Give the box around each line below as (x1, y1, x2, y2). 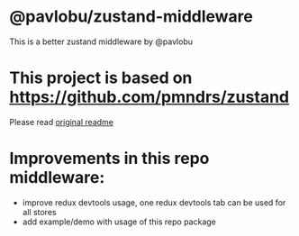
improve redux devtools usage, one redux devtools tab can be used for (22, 196, 286, 208)
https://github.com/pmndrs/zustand (9, 87, 290, 107)
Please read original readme (9, 116, 114, 127)
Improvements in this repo (9, 149, 210, 168)
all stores (22, 206, 57, 217)
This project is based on (9, 68, 193, 88)
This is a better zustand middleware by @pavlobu (9, 36, 194, 47)
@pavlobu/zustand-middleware (9, 6, 254, 27)
